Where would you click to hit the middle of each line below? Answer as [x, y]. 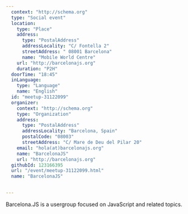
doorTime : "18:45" [35, 74]
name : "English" [37, 91]
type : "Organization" [44, 114]
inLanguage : [26, 80]
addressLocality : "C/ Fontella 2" [66, 46]
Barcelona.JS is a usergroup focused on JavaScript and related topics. [94, 204]
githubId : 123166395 [37, 165]
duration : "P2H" [37, 69]
